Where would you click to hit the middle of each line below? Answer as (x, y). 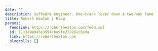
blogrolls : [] (24, 41)
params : (13, 23)
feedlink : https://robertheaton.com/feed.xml (57, 28)
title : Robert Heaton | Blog (35, 18)
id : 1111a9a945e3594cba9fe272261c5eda (50, 32)
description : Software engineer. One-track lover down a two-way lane (79, 14)
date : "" (14, 9)
